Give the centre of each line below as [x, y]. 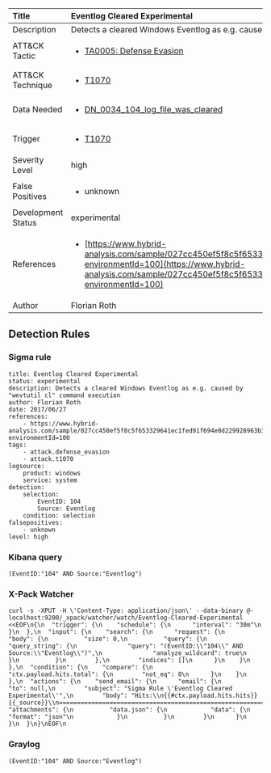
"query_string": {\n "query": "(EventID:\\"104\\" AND [126, 646]
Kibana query [35, 557]
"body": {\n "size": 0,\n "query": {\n [108, 639]
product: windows [52, 473]
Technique [32, 85]
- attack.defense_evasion [67, 452]
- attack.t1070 [48, 459]
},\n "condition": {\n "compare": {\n [81, 667]
